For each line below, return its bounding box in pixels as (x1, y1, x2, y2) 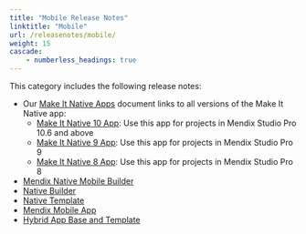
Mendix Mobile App (22, 205, 97, 215)
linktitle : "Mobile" (9, 22, 89, 31)
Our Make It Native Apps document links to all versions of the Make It (22, 98, 284, 109)
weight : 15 (9, 38, 51, 48)
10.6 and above (36, 127, 94, 137)
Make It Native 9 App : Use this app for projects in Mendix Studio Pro (36, 137, 294, 148)
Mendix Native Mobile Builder (22, 176, 134, 187)
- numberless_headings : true (26, 56, 137, 65)
